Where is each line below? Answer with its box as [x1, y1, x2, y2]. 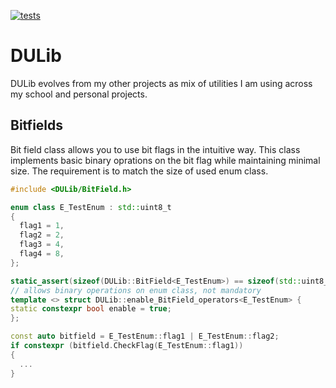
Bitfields [10, 117, 64, 134]
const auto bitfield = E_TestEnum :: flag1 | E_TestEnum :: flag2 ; [10, 331, 280, 342]
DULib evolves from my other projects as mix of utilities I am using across [10, 77, 313, 89]
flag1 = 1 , [19, 221, 65, 231]
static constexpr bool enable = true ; [10, 304, 172, 314]
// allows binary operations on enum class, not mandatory [10, 285, 262, 295]
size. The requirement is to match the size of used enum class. [10, 165, 269, 177]
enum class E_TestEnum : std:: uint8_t [10, 202, 172, 212]
